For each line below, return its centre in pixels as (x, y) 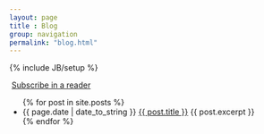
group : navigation (43, 34)
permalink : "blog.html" (54, 42)
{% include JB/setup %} (54, 68)
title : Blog (34, 26)
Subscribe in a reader (51, 85)
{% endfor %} (48, 121)
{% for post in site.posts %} (73, 103)
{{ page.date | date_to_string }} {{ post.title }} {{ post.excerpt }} (138, 112)
